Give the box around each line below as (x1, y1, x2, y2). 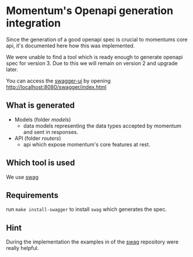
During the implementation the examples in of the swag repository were (6, 238, 179, 245)
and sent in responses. (23, 128, 78, 135)
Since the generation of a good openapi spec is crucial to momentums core (6, 36, 188, 43)
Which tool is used (6, 158, 75, 168)
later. (6, 66, 19, 73)
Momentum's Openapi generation (6, 4, 174, 18)
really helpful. (6, 245, 39, 252)
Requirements (6, 190, 58, 200)
